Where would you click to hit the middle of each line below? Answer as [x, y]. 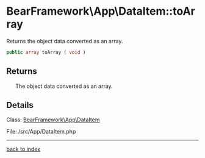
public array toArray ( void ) [46, 52]
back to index [23, 149]
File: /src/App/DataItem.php [41, 132]
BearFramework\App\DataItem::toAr [101, 11]
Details [20, 105]
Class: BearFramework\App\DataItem [53, 120]
